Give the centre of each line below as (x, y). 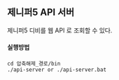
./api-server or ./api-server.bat (57, 70)
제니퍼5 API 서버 (41, 12)
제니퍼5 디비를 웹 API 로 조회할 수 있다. (60, 30)
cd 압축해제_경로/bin (34, 64)
